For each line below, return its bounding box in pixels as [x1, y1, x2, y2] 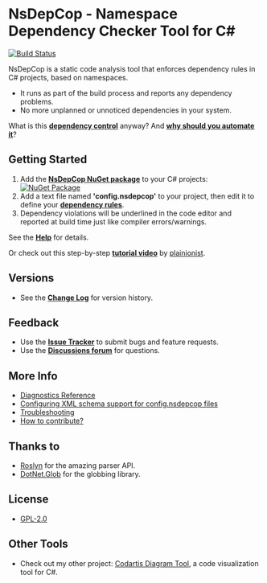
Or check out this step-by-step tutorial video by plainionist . [8, 248, 206, 257]
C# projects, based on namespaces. [8, 72, 129, 82]
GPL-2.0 [19, 514, 47, 523]
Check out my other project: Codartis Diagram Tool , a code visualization [19, 558, 259, 568]
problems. [19, 96, 54, 106]
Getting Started [8, 153, 88, 166]
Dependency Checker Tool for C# [8, 22, 236, 40]
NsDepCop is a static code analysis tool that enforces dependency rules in [8, 64, 256, 73]
